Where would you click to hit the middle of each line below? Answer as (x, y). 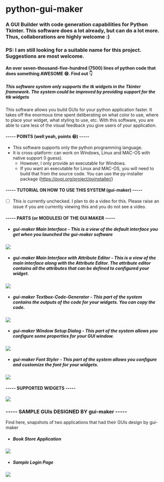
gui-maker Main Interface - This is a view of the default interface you (85, 229)
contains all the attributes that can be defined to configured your (81, 268)
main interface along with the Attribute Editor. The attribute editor (82, 263)
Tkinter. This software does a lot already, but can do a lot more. (82, 31)
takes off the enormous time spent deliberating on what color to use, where (82, 115)
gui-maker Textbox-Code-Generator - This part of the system (77, 297)
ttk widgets (17, 97)
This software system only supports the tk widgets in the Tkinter (73, 87)
